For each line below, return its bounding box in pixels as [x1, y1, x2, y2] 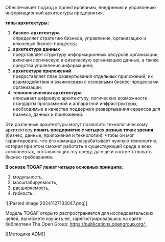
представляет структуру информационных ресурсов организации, [12, 51, 159, 57]
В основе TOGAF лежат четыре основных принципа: [5, 164, 124, 170]
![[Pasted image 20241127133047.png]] [5, 200, 88, 206]
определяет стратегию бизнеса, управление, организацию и [12, 35, 147, 41]
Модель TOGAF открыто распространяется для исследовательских [5, 210, 154, 216]
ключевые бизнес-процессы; [12, 41, 78, 47]
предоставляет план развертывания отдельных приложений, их [12, 73, 153, 79]
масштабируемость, [12, 179, 58, 185]
